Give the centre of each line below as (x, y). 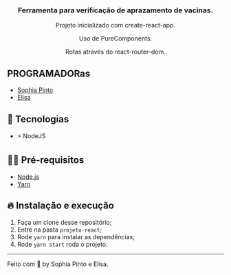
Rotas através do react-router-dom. (115, 52)
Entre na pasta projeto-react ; (59, 230)
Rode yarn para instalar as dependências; (76, 236)
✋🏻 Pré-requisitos (46, 160)
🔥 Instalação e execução (61, 206)
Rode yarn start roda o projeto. (62, 244)
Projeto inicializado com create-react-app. (115, 25)
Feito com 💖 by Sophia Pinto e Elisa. (58, 264)
